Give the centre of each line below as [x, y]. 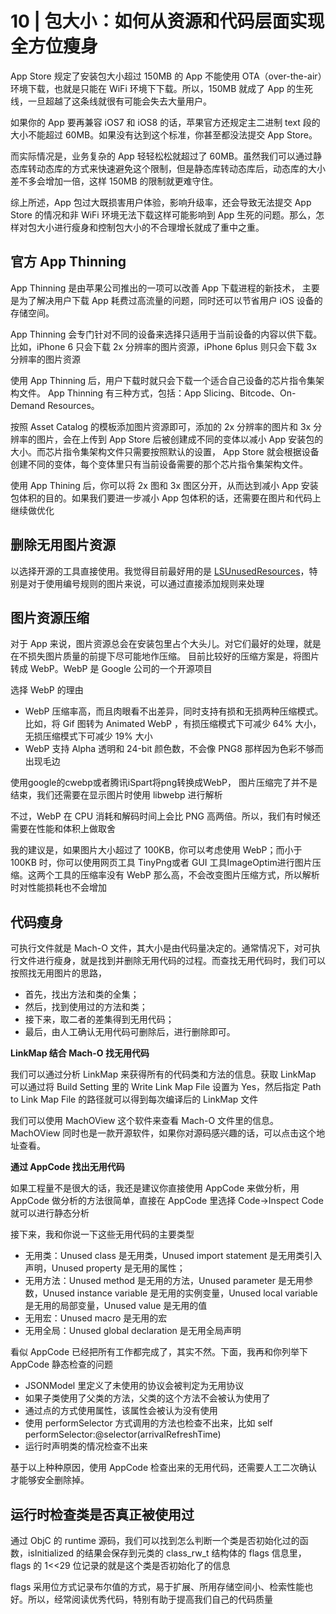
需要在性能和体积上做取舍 [63, 829]
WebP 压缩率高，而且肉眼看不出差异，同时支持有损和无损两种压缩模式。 [174, 711]
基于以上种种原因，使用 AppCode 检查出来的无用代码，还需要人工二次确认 [164, 1468]
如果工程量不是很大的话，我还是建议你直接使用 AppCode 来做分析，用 [155, 1188]
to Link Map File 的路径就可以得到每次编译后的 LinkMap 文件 [134, 1099]
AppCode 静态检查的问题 [62, 1364]
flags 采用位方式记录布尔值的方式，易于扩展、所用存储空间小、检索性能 [157, 1586]
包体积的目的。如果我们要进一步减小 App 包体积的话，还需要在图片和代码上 [166, 498]
